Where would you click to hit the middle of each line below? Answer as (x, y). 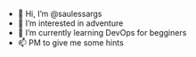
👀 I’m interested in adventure (70, 23)
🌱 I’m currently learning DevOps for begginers (102, 33)
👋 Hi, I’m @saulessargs (60, 14)
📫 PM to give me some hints (71, 43)
